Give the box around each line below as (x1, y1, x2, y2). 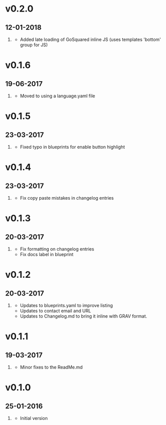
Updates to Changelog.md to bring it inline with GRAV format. (20, 313, 147, 319)
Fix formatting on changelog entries (20, 246, 95, 252)
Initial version (20, 415, 48, 421)
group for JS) (20, 42, 48, 48)
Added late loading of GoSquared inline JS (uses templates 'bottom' (20, 36, 161, 42)
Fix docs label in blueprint (20, 252, 74, 257)
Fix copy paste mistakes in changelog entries (20, 195, 114, 201)
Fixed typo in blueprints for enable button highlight (20, 144, 125, 150)
